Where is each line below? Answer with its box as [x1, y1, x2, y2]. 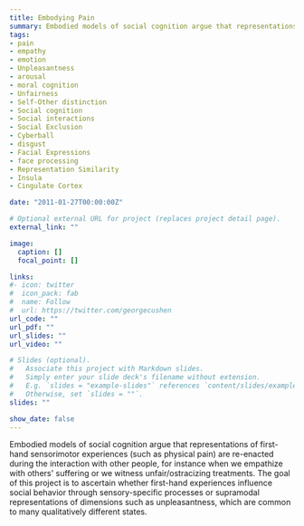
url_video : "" [9, 340, 63, 349]
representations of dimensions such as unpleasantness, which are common [9, 497, 291, 508]
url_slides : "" [9, 331, 67, 340]
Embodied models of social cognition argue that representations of [9, 439, 259, 450]
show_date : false [9, 414, 75, 424]
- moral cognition [9, 81, 79, 90]
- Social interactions [9, 114, 95, 123]
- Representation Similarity [9, 165, 119, 174]
